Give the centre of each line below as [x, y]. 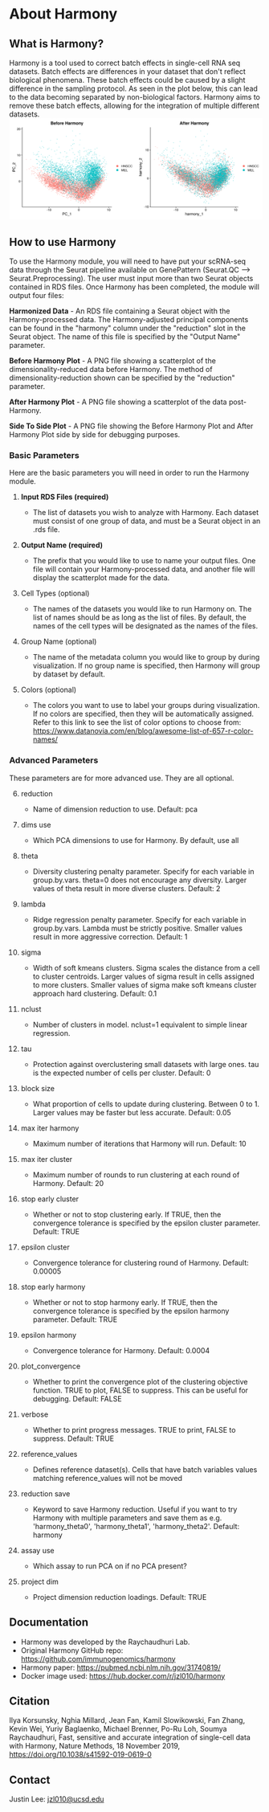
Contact [30, 1779]
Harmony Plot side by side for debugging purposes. [95, 435]
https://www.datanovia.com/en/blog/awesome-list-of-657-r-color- [143, 731]
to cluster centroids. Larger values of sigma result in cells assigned [144, 976]
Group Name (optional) [59, 642]
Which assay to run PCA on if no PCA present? [110, 1566]
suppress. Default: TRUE [73, 1438]
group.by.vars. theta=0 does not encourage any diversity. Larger [140, 880]
